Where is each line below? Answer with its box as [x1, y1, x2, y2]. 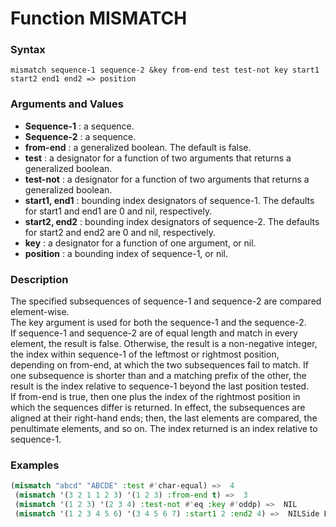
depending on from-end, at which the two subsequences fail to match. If [10, 359, 310, 371]
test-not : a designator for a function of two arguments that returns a [24, 173, 310, 185]
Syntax [10, 43, 46, 57]
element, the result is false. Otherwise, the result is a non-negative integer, [10, 338, 318, 350]
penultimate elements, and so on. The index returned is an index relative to [10, 423, 318, 435]
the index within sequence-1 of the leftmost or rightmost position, [10, 348, 280, 361]
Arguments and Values [10, 97, 124, 111]
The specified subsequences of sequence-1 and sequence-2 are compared [10, 295, 322, 307]
